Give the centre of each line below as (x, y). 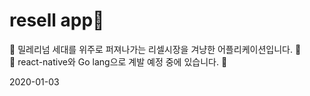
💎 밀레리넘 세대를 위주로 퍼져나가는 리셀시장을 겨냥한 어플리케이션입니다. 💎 (155, 49)
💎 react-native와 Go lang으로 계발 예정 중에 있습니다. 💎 (118, 61)
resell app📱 (57, 20)
